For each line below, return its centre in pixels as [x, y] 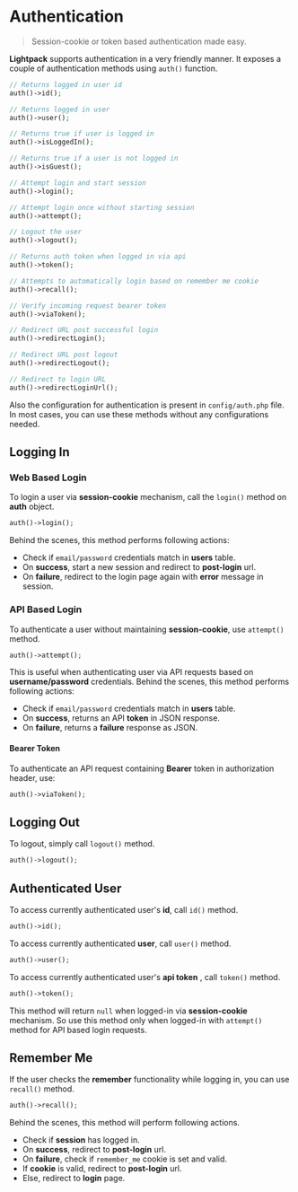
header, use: [32, 777]
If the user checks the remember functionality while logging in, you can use [149, 1080]
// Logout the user [46, 232]
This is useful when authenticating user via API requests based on [131, 672]
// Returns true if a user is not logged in [94, 159]
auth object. [32, 507]
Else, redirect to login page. [74, 1179]
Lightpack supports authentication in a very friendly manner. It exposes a [145, 58]
